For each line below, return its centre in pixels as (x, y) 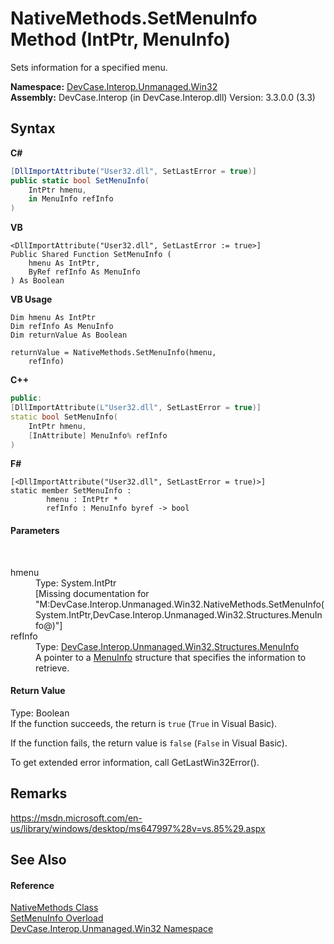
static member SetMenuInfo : (71, 491)
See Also (38, 859)
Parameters (35, 530)
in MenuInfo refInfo (71, 199)
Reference (32, 885)
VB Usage (31, 299)
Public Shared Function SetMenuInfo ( (91, 255)
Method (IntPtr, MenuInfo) (121, 39)
